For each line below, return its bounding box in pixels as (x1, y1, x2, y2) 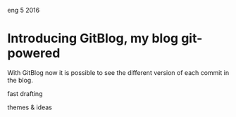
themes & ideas (7, 103, 53, 111)
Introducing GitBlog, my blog (7, 31, 179, 46)
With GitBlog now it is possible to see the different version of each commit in (7, 68, 230, 76)
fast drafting (7, 89, 43, 97)
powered (7, 46, 61, 62)
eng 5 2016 (7, 6, 40, 14)
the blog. (7, 76, 33, 84)
